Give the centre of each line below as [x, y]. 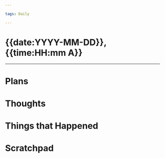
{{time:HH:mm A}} [44, 53]
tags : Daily [17, 14]
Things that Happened [52, 126]
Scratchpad [29, 148]
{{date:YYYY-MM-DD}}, [56, 42]
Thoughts [25, 103]
